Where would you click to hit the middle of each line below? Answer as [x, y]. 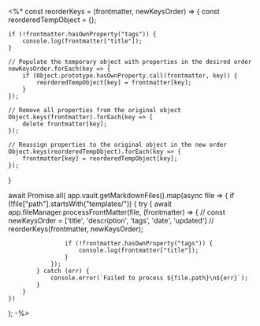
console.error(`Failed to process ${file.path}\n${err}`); [149, 278]
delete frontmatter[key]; [65, 124]
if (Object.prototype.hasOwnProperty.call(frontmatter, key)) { [130, 76]
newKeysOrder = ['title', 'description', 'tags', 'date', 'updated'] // [111, 221]
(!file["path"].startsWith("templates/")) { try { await [90, 204]
